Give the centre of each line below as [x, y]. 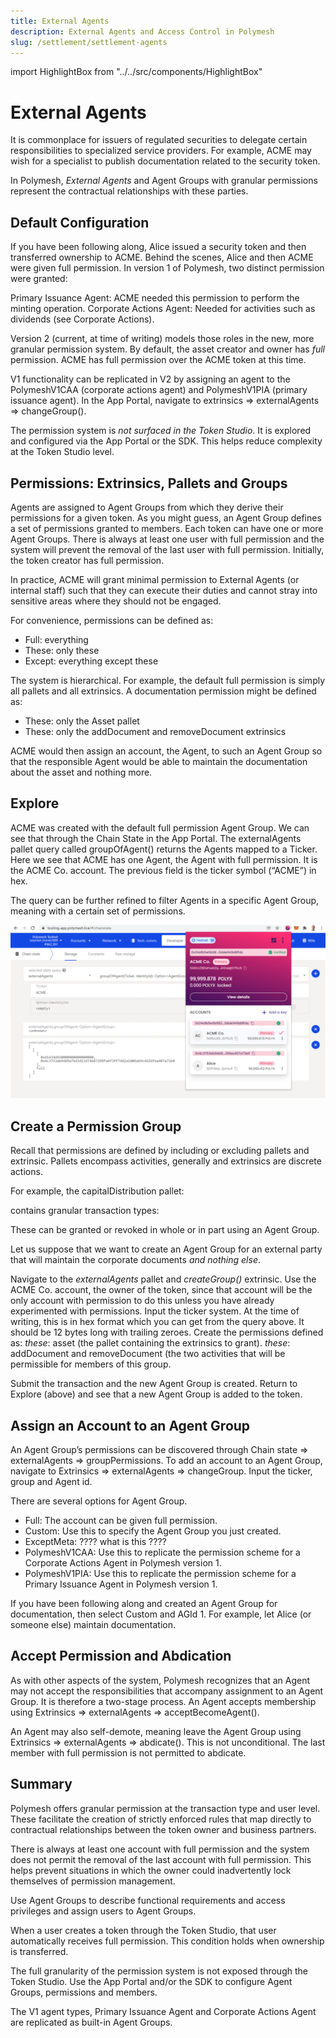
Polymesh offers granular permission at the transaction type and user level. [165, 1808]
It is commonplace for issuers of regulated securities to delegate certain [159, 140]
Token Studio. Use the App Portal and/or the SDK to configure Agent [151, 1981]
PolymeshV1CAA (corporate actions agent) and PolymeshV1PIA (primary [159, 390]
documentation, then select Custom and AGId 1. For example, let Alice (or [161, 1614]
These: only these [62, 650]
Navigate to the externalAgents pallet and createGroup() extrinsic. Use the [163, 1279]
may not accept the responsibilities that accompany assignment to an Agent [167, 1691]
